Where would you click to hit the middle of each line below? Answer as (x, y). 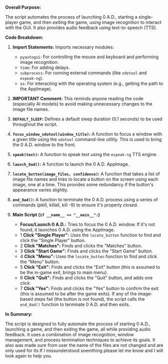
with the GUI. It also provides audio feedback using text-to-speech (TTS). (81, 28)
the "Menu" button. (40, 262)
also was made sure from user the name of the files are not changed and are (85, 345)
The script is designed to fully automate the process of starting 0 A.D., (78, 324)
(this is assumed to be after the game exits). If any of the (78, 294)
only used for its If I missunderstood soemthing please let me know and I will (84, 350)
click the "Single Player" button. (53, 240)
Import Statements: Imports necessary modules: (63, 47)
